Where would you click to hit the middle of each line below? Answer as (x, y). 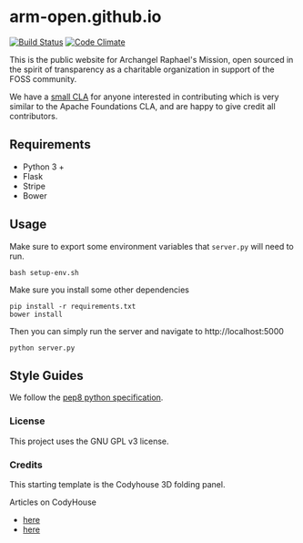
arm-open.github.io (86, 17)
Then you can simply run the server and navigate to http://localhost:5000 (147, 331)
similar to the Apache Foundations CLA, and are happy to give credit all (142, 106)
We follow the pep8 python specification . (86, 397)
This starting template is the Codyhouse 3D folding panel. (117, 484)
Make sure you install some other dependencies (99, 290)
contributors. (34, 116)
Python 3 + (44, 167)
